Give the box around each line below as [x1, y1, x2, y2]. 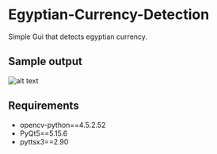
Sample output [8, 55, 83, 68]
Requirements [8, 99, 79, 113]
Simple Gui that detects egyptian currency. [8, 32, 148, 41]
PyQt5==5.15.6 [19, 129, 68, 138]
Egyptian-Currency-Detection [8, 6, 210, 24]
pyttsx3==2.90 [19, 137, 69, 146]
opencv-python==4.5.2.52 [19, 120, 106, 129]
